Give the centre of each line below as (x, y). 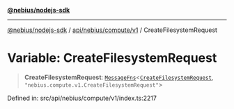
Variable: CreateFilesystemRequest (112, 58)
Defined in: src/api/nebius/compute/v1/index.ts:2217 (82, 98)
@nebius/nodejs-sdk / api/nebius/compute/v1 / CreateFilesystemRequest (112, 30)
